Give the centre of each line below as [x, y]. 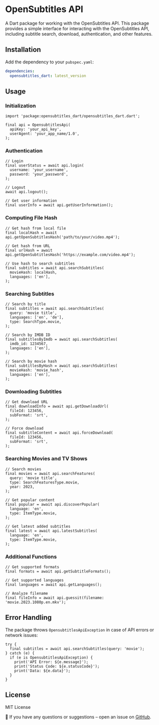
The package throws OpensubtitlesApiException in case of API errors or [80, 629]
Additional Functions [31, 556]
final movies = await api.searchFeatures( [50, 473]
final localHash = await [31, 232]
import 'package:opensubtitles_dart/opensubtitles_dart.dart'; [73, 116]
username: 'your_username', [39, 170]
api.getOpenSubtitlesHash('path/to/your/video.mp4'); [63, 237]
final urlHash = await [29, 250]
